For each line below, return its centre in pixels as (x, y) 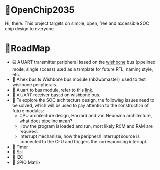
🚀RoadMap (28, 48)
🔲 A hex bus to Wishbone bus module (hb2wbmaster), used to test (79, 79)
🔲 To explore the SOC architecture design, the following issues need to (83, 100)
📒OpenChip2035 (40, 10)
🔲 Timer (20, 147)
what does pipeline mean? (46, 121)
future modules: (28, 110)
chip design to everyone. (30, 28)
